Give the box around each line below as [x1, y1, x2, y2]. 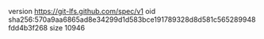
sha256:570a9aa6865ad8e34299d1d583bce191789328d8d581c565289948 [8, 15, 256, 24]
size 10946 [49, 23, 86, 32]
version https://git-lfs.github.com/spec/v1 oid [8, 7, 156, 16]
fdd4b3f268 [8, 23, 48, 32]
